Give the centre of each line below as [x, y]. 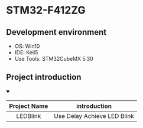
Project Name [29, 106]
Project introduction [44, 77]
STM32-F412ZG [46, 10]
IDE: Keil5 [26, 52]
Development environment [56, 32]
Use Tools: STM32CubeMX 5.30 [54, 59]
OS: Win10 [27, 46]
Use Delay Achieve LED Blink [94, 116]
